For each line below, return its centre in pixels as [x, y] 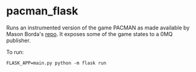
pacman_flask [42, 11]
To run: [15, 52]
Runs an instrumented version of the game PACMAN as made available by [98, 28]
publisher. [19, 40]
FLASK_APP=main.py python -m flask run [56, 63]
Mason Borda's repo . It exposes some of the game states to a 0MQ [90, 34]
